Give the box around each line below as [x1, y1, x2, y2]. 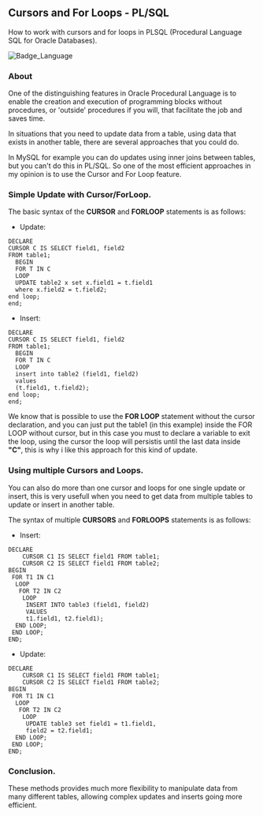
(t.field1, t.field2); [15, 384, 90, 392]
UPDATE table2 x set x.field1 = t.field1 [15, 279, 154, 287]
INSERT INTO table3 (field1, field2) [25, 601, 150, 608]
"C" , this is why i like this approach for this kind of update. [8, 445, 198, 455]
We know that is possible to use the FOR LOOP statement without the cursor [8, 412, 256, 421]
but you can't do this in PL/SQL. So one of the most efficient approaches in [8, 161, 251, 170]
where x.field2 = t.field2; [15, 286, 108, 294]
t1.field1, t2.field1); [25, 615, 104, 623]
